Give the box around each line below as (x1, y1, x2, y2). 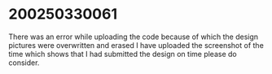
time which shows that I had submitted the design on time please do (8, 49, 238, 59)
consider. (8, 58, 40, 67)
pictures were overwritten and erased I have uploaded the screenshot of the (8, 40, 265, 50)
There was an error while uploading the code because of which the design (8, 32, 259, 41)
